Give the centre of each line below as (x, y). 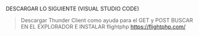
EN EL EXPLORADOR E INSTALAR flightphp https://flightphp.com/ (103, 27)
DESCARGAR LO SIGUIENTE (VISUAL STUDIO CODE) (73, 9)
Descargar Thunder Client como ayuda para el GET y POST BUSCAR (107, 20)
